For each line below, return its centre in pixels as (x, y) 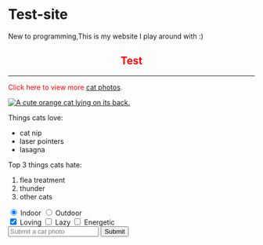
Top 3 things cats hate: (45, 165)
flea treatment (42, 180)
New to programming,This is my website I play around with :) (106, 36)
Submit (115, 231)
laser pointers (41, 141)
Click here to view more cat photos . (65, 87)
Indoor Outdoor (51, 213)
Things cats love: (36, 117)
